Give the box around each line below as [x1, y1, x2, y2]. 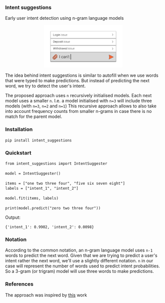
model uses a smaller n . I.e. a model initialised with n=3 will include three [5, 98, 152, 104]
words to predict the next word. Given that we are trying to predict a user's [5, 252, 158, 258]
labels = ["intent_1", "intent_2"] [5, 186, 79, 191]
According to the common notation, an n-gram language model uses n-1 [5, 247, 153, 253]
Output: [5, 214, 21, 220]
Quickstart [5, 149, 32, 156]
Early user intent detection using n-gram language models [5, 15, 124, 21]
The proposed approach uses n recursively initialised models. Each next [5, 93, 152, 99]
